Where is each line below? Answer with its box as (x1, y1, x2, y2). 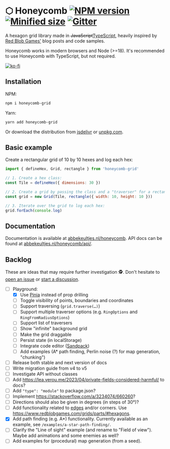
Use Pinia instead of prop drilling (20, 292, 89, 298)
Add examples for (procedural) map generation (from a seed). (12, 438, 142, 444)
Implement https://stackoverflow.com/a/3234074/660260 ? (12, 393, 136, 400)
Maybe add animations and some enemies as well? (12, 432, 119, 439)
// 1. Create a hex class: (5, 176, 62, 181)
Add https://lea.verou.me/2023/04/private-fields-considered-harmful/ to (12, 376, 164, 382)
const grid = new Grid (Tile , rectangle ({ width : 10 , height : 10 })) (5, 194, 153, 199)
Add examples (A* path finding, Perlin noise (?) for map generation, (20, 348, 160, 355)
